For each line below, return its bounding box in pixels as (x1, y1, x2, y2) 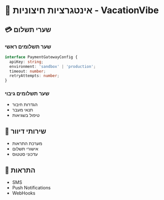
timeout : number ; (9, 68, 46, 74)
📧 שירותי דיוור (5, 127, 47, 136)
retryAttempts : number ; (9, 73, 59, 78)
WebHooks (12, 190, 36, 196)
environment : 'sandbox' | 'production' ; (9, 64, 96, 69)
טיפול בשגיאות (12, 112, 40, 118)
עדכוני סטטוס (12, 151, 38, 157)
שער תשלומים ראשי (5, 43, 51, 50)
